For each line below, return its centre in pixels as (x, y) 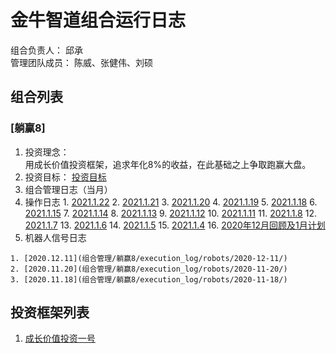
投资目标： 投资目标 (65, 177)
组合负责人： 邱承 (46, 50)
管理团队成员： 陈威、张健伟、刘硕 (81, 62)
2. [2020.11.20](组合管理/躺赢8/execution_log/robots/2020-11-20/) (149, 269)
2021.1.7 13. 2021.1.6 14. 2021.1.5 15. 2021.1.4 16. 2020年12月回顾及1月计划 (175, 225)
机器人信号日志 (55, 237)
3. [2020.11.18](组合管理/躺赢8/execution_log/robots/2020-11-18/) (149, 279)
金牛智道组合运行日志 (98, 20)
